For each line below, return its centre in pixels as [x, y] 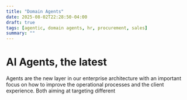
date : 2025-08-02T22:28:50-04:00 [47, 17]
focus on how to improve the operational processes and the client [85, 85]
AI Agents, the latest [56, 62]
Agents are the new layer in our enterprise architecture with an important [94, 78]
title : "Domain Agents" [35, 11]
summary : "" [20, 33]
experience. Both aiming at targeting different [61, 91]
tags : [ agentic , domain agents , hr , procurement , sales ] [77, 28]
